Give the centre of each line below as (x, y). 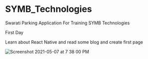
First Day (14, 32)
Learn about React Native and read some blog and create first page (74, 42)
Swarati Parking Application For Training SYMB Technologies (68, 23)
